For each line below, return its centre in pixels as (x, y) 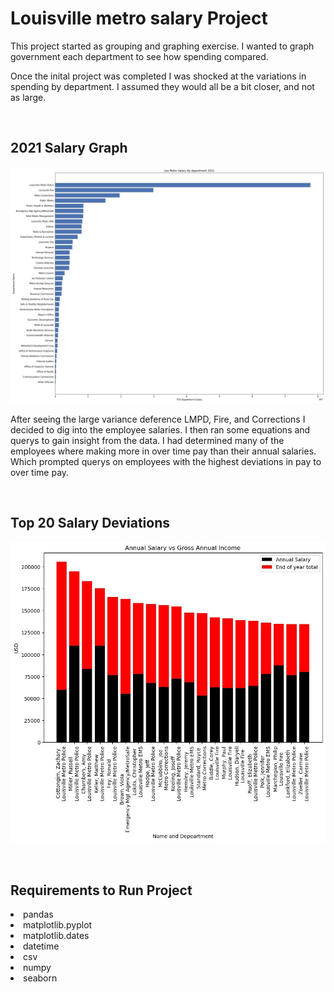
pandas (38, 914)
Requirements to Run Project (101, 890)
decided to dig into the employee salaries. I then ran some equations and (160, 429)
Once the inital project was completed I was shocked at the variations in (158, 76)
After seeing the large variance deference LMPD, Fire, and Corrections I (158, 419)
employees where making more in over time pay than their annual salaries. (163, 451)
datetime (41, 946)
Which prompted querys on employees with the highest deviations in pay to (166, 461)
